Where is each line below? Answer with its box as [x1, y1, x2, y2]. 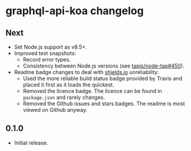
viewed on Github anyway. [22, 107, 88, 113]
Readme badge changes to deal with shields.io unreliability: [14, 69, 159, 75]
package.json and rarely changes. [22, 94, 105, 101]
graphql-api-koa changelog [5, 4, 144, 18]
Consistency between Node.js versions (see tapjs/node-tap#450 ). [22, 62, 184, 69]
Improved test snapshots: [14, 50, 76, 57]
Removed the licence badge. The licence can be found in [22, 88, 162, 94]
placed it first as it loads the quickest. [22, 81, 115, 88]
